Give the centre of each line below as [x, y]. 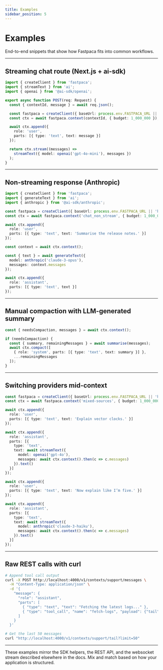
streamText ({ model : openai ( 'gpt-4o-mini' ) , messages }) [73, 153]
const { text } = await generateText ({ [45, 255]
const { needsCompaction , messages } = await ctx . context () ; [68, 330]
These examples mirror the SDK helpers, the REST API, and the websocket [80, 652]
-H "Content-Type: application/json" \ [50, 585]
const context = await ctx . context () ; [44, 247]
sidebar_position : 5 [26, 14]
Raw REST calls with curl [43, 564]
